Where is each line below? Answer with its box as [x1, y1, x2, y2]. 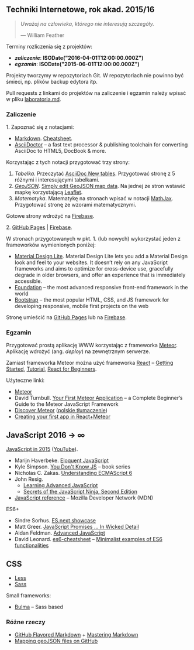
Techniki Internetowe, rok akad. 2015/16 [6, 5, 155, 15]
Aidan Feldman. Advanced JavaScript [14, 529, 105, 536]
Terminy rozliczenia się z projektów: [6, 43, 92, 50]
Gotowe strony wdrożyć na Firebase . [6, 213, 95, 220]
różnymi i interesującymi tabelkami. [14, 176, 100, 183]
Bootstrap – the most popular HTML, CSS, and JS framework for [14, 296, 169, 303]
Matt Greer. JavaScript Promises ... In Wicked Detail [14, 524, 139, 531]
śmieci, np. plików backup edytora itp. [6, 78, 98, 85]
